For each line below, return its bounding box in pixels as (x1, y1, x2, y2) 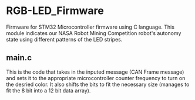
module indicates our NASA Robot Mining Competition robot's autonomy (6, 29, 181, 36)
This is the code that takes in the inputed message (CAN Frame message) (6, 68, 184, 75)
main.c (6, 53, 32, 63)
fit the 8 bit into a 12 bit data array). (6, 87, 91, 94)
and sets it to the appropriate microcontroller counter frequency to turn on (6, 74, 186, 81)
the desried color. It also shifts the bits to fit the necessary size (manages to (6, 81, 190, 88)
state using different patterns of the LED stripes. (6, 36, 123, 43)
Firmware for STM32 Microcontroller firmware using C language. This (6, 23, 175, 30)
